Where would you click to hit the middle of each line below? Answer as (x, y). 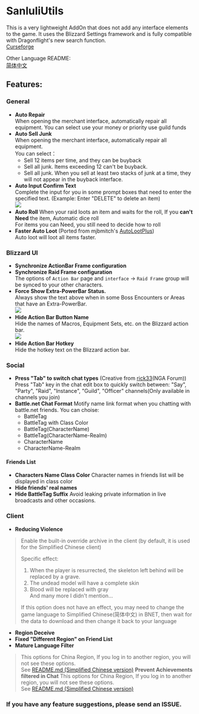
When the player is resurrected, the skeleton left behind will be (106, 570)
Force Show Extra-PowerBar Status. (60, 291)
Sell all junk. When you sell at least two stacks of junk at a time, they (107, 173)
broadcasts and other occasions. (55, 501)
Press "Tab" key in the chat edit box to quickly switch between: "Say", (100, 385)
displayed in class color (44, 481)
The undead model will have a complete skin (84, 583)
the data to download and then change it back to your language (99, 621)
